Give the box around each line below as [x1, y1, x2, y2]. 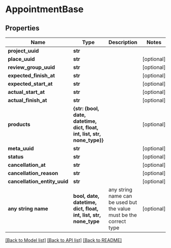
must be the [108, 211, 137, 219]
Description [108, 39, 137, 46]
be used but [108, 199, 137, 206]
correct [108, 218, 126, 225]
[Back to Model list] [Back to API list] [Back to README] [5, 237, 122, 243]
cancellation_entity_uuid [8, 178, 69, 185]
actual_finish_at [8, 97, 47, 103]
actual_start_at [8, 89, 45, 95]
